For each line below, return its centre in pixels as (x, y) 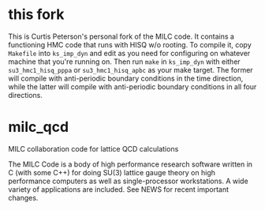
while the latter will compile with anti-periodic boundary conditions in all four (132, 86)
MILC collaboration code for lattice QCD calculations (93, 148)
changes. (23, 197)
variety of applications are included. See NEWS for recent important (119, 189)
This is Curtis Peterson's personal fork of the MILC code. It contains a (121, 36)
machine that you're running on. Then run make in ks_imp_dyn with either (124, 62)
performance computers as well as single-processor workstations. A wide (128, 181)
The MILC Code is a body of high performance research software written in (131, 164)
